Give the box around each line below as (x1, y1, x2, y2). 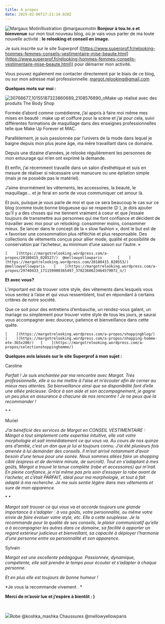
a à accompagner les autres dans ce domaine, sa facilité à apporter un (5, 524, 151, 530)
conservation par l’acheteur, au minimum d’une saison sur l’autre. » (5, 241, 141, 247)
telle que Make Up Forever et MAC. (5, 125, 76, 131)
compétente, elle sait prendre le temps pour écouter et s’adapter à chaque (5, 559, 157, 565)
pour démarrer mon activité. (74, 61, 132, 67)
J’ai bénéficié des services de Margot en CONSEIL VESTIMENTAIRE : (5, 427, 146, 433)
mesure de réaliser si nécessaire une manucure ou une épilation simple (5, 170, 150, 175)
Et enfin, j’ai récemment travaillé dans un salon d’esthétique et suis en (5, 165, 147, 171)
